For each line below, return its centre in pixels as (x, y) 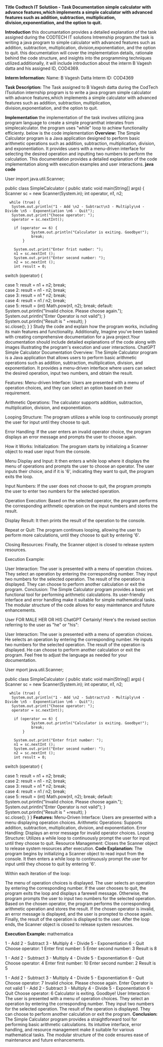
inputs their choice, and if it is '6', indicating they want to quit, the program (80, 471)
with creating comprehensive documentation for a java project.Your (72, 337)
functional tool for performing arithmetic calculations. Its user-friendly (75, 595)
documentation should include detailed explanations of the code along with (81, 342)
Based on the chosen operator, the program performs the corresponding (78, 903)
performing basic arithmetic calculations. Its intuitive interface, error (73, 1024)
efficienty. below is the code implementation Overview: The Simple (72, 133)
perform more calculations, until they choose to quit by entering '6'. (72, 535)
